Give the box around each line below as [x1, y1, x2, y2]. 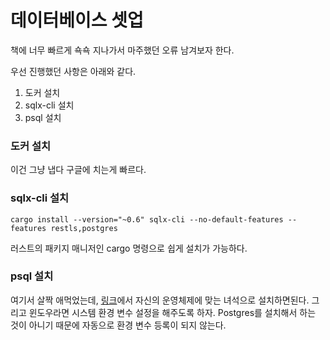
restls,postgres [50, 223, 118, 233]
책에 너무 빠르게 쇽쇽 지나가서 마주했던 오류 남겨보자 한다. [10, 44, 235, 56]
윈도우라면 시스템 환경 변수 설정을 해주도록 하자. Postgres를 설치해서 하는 [28, 306, 317, 318]
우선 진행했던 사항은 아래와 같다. [10, 65, 137, 77]
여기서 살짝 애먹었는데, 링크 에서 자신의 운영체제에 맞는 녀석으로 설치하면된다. [10, 294, 310, 306]
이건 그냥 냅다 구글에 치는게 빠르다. [10, 164, 147, 176]
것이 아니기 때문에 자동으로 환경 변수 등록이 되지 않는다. [10, 319, 227, 331]
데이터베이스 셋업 [10, 9, 144, 32]
